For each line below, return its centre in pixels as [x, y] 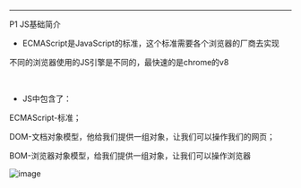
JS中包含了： [47, 98]
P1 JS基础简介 [35, 24]
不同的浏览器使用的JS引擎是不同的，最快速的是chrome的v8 [119, 62]
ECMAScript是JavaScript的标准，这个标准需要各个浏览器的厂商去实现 [150, 43]
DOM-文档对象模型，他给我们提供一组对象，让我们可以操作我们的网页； [142, 137]
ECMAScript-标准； [46, 118]
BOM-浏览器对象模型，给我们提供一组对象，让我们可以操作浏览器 [130, 156]
